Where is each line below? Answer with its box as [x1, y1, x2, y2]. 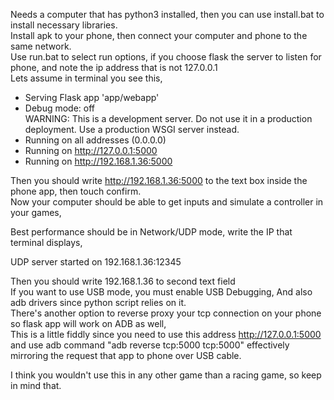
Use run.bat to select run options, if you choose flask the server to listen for [10, 51, 322, 63]
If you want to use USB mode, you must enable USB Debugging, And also [10, 286, 313, 298]
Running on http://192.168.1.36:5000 [24, 155, 173, 167]
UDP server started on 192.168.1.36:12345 [10, 256, 182, 268]
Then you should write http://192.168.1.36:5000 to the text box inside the [10, 175, 308, 186]
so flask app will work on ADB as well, [10, 318, 167, 329]
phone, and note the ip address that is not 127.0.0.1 [10, 62, 218, 73]
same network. [10, 40, 72, 52]
